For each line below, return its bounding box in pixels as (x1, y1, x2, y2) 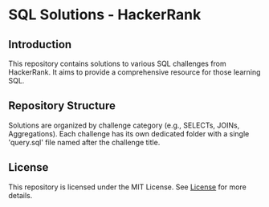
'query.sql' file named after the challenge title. (8, 137, 161, 147)
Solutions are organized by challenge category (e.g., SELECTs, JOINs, (8, 120, 240, 130)
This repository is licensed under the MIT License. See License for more (8, 182, 247, 192)
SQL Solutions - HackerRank (8, 6, 202, 24)
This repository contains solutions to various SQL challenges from (8, 59, 226, 68)
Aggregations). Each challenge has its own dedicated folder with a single (8, 128, 250, 138)
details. (8, 190, 33, 200)
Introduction (8, 38, 72, 51)
